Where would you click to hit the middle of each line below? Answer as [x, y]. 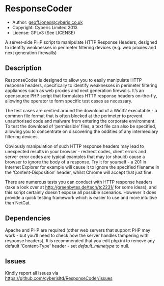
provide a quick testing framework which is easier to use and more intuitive [81, 197]
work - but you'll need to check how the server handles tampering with [77, 235]
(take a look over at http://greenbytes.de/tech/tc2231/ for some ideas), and [81, 187]
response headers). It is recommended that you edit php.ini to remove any [80, 240]
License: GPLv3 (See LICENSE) [43, 32]
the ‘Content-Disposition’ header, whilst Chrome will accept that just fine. [79, 172]
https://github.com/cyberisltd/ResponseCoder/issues [59, 278]
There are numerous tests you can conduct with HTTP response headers [79, 182]
